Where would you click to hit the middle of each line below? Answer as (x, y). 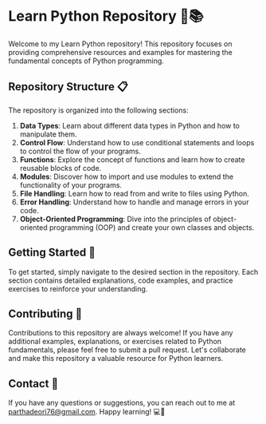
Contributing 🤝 (45, 313)
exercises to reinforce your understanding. (78, 288)
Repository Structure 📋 (68, 87)
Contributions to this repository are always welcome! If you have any (121, 333)
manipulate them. (48, 134)
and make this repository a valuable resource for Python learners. (116, 359)
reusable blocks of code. (61, 168)
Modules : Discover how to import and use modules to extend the (126, 176)
